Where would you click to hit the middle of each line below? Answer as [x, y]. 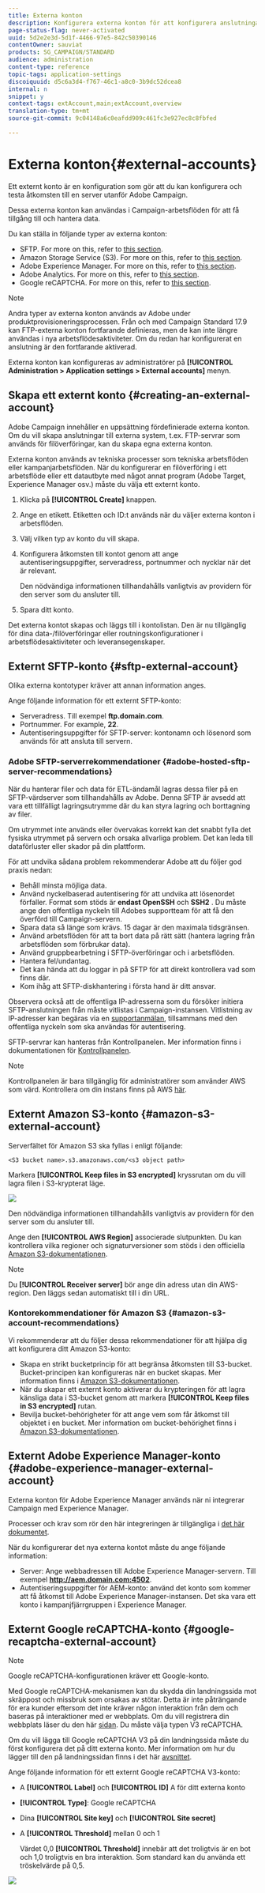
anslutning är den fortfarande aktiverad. [73, 347]
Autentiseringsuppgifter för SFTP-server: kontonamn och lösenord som [135, 733]
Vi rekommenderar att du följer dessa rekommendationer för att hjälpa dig [128, 1340]
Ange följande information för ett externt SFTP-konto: [95, 701]
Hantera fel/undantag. [55, 960]
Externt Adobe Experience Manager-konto [114, 1456]
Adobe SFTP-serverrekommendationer [84, 762]
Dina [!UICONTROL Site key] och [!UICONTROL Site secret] [118, 1818]
